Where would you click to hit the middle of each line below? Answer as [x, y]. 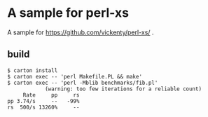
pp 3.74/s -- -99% [43, 101]
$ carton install [33, 70]
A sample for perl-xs [68, 13]
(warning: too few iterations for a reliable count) [123, 89]
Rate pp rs [51, 95]
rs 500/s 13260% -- [43, 107]
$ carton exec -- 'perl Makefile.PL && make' [75, 76]
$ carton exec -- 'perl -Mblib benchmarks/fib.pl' [83, 83]
